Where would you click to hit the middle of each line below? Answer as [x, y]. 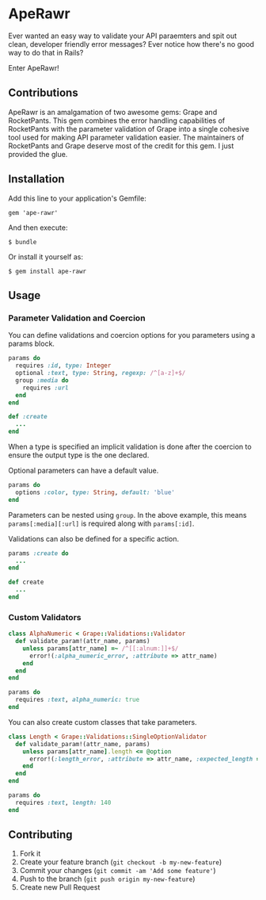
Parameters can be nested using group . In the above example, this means [127, 515]
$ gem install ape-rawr [47, 271]
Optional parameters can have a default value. [84, 470]
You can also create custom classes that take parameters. [103, 722]
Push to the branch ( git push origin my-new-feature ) [107, 879]
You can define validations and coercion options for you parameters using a [132, 335]
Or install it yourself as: [46, 257]
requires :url [46, 388]
